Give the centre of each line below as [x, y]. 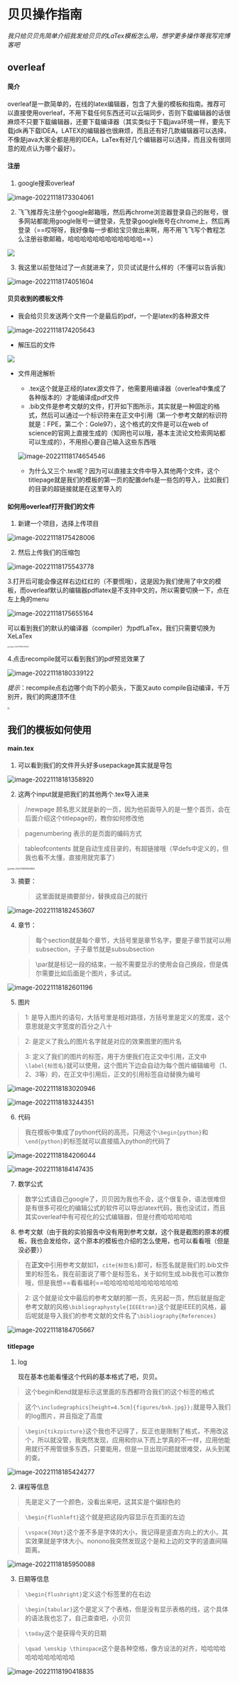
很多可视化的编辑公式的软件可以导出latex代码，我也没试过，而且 [131, 1208]
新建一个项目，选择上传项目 [58, 524]
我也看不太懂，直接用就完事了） [71, 857]
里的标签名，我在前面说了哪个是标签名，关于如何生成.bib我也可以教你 [127, 1274]
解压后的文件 [36, 345]
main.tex [21, 748]
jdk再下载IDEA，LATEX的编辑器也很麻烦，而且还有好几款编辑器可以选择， [121, 130]
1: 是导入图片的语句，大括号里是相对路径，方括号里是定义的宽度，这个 [128, 1017]
